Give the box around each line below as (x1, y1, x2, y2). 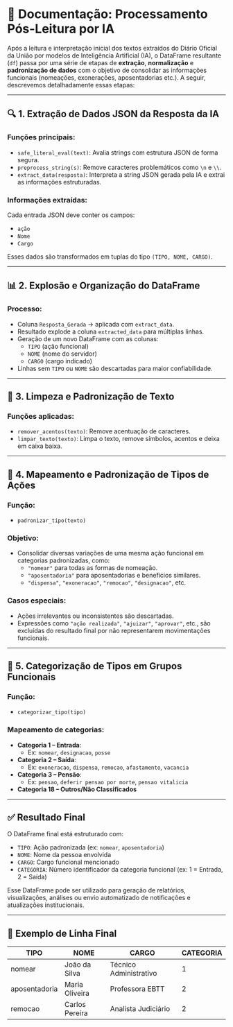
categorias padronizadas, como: (17, 556, 110, 564)
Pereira (64, 1008, 88, 1018)
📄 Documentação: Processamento (7, 6, 208, 22)
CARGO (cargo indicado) (27, 356, 92, 365)
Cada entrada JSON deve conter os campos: (7, 211, 135, 219)
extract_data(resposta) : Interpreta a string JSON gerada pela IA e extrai (17, 170, 225, 179)
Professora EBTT (110, 984, 165, 994)
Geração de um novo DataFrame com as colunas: (17, 334, 159, 343)
